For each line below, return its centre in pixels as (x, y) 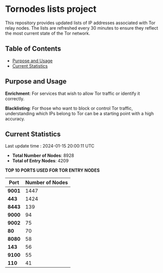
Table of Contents (33, 49)
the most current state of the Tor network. (48, 33)
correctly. (15, 98)
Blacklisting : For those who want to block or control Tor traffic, (69, 108)
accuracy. (15, 118)
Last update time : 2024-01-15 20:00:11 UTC (50, 146)
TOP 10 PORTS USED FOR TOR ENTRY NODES (52, 170)
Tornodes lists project (51, 9)
